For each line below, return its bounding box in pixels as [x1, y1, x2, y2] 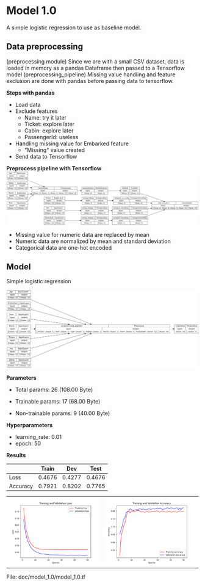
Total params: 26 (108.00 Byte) [15, 386, 93, 393]
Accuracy [9, 482, 34, 490]
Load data [15, 101, 41, 108]
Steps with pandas [6, 89, 55, 96]
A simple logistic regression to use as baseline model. [6, 24, 142, 31]
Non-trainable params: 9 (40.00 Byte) [15, 410, 110, 417]
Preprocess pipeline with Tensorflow [6, 164, 102, 172]
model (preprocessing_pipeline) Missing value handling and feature [6, 71, 176, 78]
